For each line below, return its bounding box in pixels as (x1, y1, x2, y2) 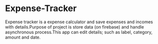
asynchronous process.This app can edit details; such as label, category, (5, 29, 153, 35)
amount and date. (5, 34, 41, 40)
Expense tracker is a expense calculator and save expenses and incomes (5, 19, 153, 25)
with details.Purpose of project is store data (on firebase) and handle (5, 24, 144, 29)
